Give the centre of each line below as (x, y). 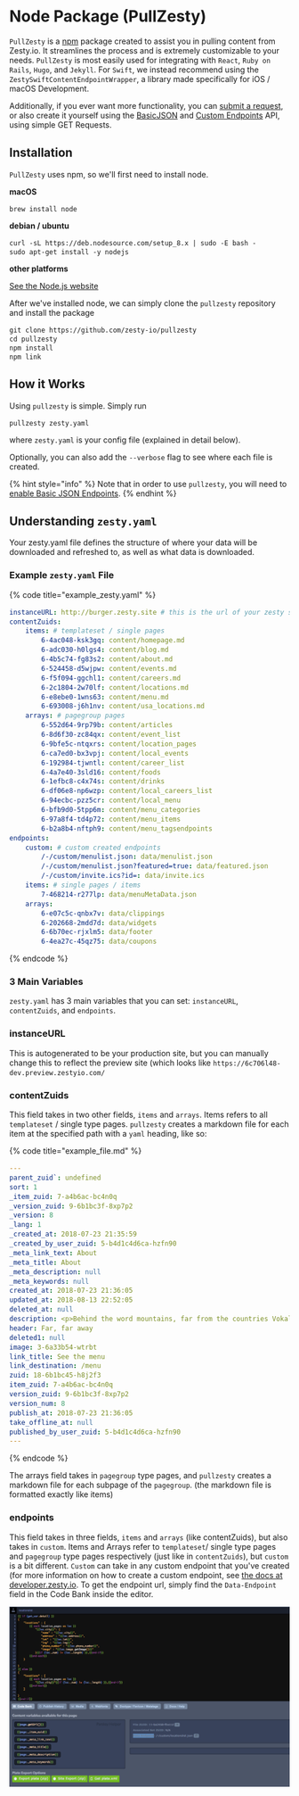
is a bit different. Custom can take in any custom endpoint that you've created (149, 1565)
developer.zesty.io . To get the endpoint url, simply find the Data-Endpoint (143, 1585)
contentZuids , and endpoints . (63, 1011)
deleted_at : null (41, 1310)
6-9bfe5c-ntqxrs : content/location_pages (119, 744)
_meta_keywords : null (49, 1281)
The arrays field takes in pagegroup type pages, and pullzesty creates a (140, 1476)
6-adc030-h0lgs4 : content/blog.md (105, 650)
